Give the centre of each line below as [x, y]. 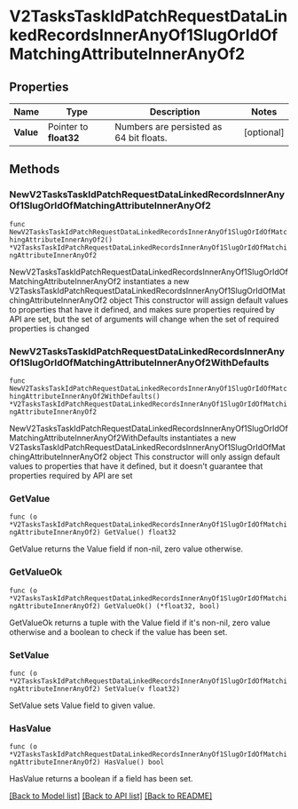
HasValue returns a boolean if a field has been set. [101, 779]
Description [175, 111]
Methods [35, 169]
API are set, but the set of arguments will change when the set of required [144, 319]
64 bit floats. [141, 138]
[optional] [264, 132]
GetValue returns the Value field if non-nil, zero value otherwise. [126, 549]
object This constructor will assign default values [199, 300]
